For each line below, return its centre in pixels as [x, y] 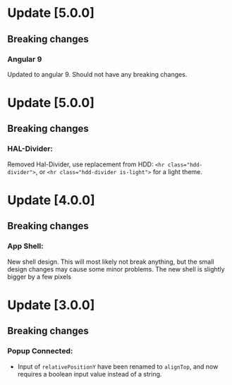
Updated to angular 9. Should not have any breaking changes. [97, 74]
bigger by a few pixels [39, 276]
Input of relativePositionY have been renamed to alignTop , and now [118, 366]
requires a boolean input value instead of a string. [90, 374]
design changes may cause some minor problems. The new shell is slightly [116, 269]
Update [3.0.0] [51, 305]
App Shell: [25, 246]
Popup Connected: [40, 351]
